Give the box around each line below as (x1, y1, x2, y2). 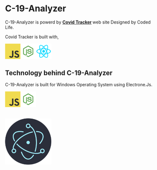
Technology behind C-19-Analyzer (5, 69, 112, 77)
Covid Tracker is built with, (5, 34, 59, 40)
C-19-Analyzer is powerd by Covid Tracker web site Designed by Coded (5, 19, 151, 25)
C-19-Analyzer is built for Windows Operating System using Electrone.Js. (5, 82, 153, 88)
